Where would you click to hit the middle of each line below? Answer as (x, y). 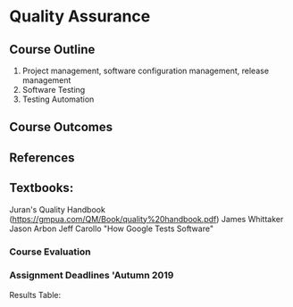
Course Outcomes (61, 127)
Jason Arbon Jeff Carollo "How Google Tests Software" (112, 228)
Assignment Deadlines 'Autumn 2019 (92, 276)
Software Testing (54, 90)
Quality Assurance (80, 17)
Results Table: (35, 295)
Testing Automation (58, 99)
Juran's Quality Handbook (57, 209)
